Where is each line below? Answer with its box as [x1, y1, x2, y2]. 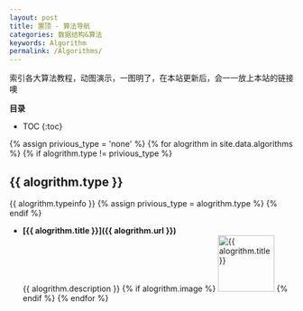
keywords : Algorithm [9, 38, 87, 48]
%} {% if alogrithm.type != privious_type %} [9, 148, 173, 159]
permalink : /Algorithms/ [9, 47, 103, 56]
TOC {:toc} [22, 121, 63, 132]
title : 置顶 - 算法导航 [9, 22, 90, 31]
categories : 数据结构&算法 [9, 30, 103, 39]
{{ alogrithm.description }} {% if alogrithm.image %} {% [22, 283, 289, 294]
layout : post [9, 13, 59, 23]
